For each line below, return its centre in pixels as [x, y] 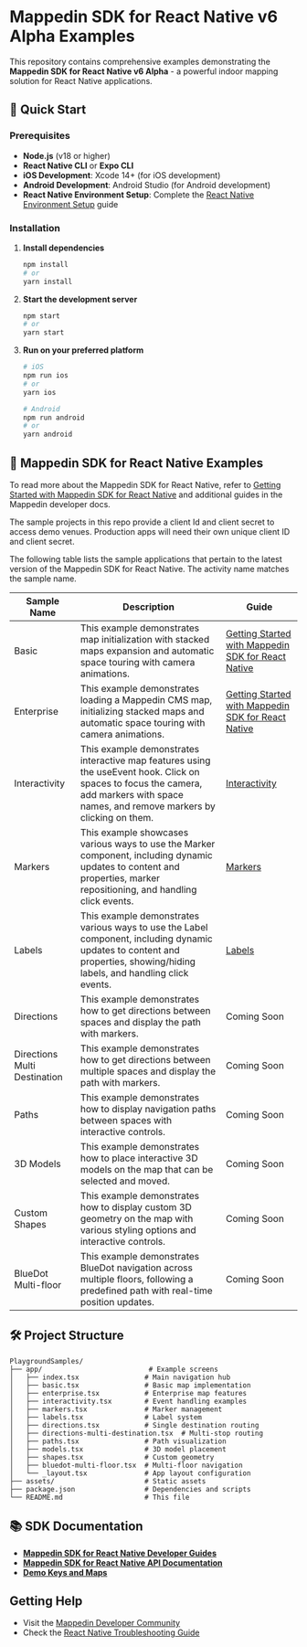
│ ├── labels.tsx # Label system [106, 1417]
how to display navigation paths [148, 1109]
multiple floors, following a [137, 1279]
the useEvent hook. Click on [140, 771]
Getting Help [46, 1601]
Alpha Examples [72, 36]
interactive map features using [145, 760]
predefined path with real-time [146, 1291]
